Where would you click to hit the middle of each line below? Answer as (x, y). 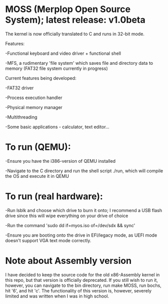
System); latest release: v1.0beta (75, 20)
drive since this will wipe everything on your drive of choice (67, 216)
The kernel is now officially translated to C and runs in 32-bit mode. (75, 34)
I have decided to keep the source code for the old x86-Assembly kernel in (82, 274)
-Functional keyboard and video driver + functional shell (63, 53)
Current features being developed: (41, 78)
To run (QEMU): (38, 147)
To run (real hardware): (54, 196)
